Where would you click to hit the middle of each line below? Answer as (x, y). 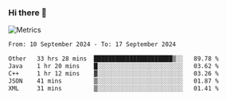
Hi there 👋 (28, 13)
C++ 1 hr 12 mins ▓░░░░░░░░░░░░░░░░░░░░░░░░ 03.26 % (113, 73)
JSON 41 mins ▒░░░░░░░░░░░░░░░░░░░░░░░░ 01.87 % (113, 81)
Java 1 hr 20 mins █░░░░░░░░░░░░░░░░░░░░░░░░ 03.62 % (113, 67)
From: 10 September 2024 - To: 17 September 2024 (92, 44)
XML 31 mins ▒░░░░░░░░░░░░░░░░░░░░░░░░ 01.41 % (113, 88)
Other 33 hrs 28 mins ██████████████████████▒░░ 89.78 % (113, 59)
